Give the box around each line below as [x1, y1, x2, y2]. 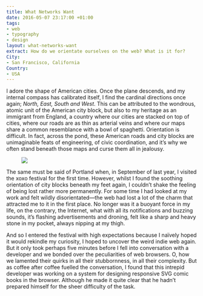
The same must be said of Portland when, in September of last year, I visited [6, 168, 197, 176]
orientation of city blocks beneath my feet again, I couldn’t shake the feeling [6, 181, 196, 188]
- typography [6, 31, 39, 38]
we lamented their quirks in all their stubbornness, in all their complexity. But [6, 257, 197, 265]
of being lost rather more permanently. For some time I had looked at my [6, 188, 187, 195]
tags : [6, 20, 20, 26]
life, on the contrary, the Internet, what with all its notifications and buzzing [6, 207, 193, 214]
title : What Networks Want [6, 8, 75, 15]
